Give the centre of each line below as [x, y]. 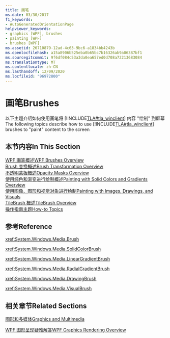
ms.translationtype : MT [31, 62]
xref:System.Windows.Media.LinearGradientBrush [58, 259]
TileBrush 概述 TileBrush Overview [41, 202]
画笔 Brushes [32, 103]
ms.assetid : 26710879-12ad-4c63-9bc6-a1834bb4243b [60, 48]
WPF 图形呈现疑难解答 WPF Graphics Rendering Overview [66, 330]
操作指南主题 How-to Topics [34, 209]
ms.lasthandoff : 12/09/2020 [35, 72]
